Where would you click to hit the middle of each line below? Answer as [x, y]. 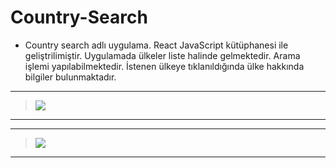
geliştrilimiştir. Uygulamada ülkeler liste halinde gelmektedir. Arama [162, 55]
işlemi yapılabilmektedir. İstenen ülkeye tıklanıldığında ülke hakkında [164, 66]
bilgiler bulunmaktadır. [70, 77]
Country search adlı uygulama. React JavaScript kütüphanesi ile [156, 45]
